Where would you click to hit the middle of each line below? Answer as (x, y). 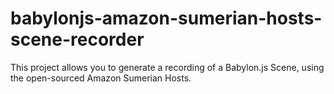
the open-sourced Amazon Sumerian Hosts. (101, 78)
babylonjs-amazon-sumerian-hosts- (166, 18)
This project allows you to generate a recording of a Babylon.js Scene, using (167, 67)
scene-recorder (77, 39)
